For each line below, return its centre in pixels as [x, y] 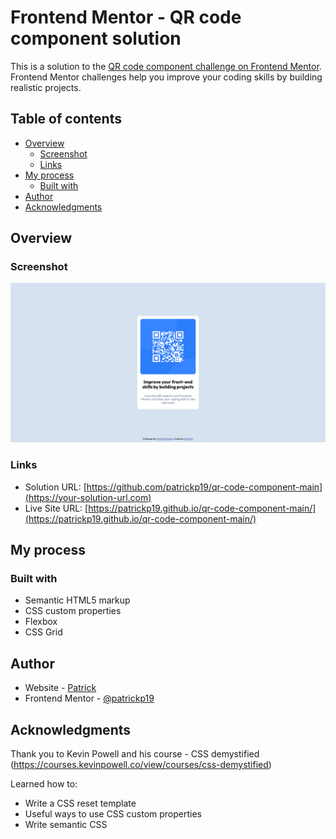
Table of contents [66, 119]
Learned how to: [44, 784]
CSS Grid [43, 632]
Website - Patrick [60, 688]
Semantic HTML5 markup [77, 600]
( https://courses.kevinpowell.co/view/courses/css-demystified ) [141, 764]
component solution [96, 38]
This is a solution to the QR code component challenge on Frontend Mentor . [166, 66]
